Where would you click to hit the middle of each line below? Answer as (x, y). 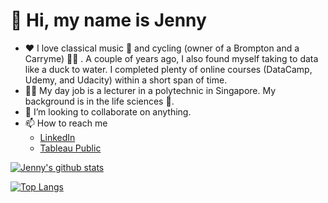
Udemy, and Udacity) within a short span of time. (126, 80)
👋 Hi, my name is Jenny (108, 20)
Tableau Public (70, 148)
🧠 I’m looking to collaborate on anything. (108, 111)
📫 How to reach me (66, 123)
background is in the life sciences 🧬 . (99, 101)
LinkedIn (57, 137)
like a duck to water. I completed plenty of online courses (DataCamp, (168, 69)
